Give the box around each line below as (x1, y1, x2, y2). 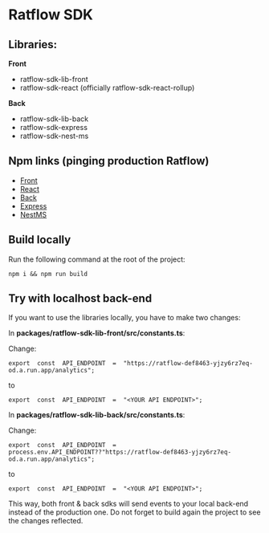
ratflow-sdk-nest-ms (19, 131, 89, 140)
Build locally (8, 233, 71, 246)
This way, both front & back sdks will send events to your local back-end (8, 499, 249, 509)
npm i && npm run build (8, 270, 88, 278)
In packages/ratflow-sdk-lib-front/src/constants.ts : (8, 328, 185, 338)
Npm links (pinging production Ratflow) (8, 154, 210, 168)
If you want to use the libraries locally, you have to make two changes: (8, 313, 241, 323)
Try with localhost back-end (8, 291, 153, 306)
